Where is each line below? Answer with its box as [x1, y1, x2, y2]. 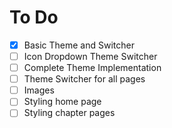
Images [23, 84, 55, 96]
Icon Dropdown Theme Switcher [23, 51, 158, 62]
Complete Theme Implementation [23, 62, 162, 74]
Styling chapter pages [23, 107, 116, 119]
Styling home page [23, 96, 102, 108]
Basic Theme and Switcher [23, 39, 135, 51]
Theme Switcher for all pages [23, 73, 146, 85]
